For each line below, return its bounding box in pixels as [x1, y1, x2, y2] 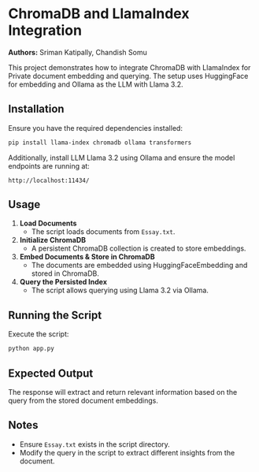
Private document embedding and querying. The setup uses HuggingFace [8, 71, 249, 80]
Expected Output [8, 366, 94, 380]
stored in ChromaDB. [31, 269, 100, 278]
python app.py [8, 344, 55, 353]
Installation [8, 102, 65, 116]
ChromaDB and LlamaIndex [8, 5, 190, 23]
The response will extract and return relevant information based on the [8, 387, 238, 396]
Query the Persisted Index [19, 277, 108, 287]
